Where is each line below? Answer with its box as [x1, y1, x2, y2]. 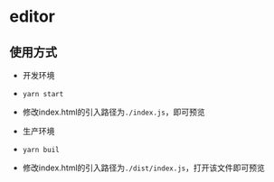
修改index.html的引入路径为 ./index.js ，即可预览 [22, 106, 205, 117]
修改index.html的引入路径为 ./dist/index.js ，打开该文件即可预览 [22, 162, 265, 173]
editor [9, 6, 56, 27]
